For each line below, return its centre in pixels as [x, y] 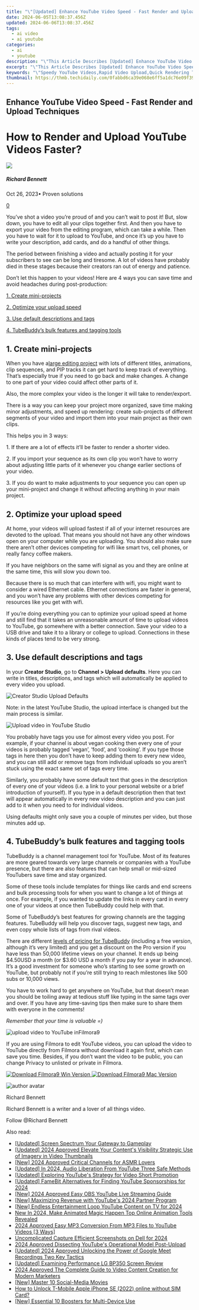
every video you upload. [36, 684]
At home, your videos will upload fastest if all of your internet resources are [98, 529]
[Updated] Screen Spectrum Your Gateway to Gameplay [83, 1143]
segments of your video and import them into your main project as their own [99, 418]
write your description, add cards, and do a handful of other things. [88, 242]
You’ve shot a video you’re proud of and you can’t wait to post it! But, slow [97, 217]
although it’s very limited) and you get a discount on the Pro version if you [96, 947]
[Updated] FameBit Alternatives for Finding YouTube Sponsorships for [100, 1181]
